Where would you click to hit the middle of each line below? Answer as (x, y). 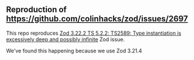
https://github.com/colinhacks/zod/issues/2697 (97, 19)
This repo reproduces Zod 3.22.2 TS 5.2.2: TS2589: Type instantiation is (94, 33)
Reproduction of (36, 10)
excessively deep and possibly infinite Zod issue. (66, 39)
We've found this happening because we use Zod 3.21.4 (74, 51)
